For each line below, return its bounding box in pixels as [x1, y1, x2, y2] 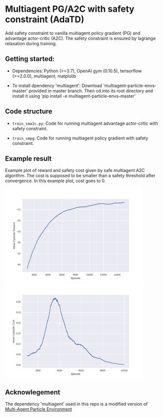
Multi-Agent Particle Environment [5, 406, 72, 412]
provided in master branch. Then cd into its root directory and [28, 87, 153, 94]
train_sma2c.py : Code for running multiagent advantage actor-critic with [12, 120, 158, 126]
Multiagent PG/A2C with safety [5, 3, 135, 15]
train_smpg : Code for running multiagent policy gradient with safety [12, 135, 148, 141]
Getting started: [5, 55, 55, 63]
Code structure [5, 107, 52, 116]
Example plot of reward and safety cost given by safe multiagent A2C [5, 167, 145, 173]
